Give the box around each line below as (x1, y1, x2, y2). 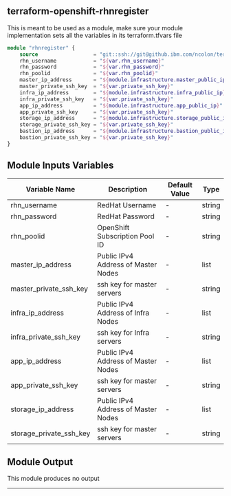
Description (108, 184, 148, 194)
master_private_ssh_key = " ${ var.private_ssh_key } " (19, 83, 174, 90)
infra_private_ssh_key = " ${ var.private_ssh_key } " (19, 96, 174, 103)
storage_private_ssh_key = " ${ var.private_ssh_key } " (19, 121, 174, 128)
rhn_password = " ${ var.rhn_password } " (19, 63, 165, 71)
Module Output (7, 456, 74, 468)
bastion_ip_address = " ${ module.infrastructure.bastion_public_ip (19, 127, 229, 135)
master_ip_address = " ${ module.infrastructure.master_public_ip (19, 76, 226, 83)
